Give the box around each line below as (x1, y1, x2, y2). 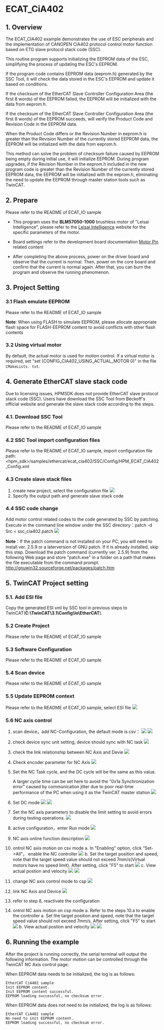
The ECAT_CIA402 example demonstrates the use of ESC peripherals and (5, 36, 154, 42)
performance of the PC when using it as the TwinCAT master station (12, 789, 150, 795)
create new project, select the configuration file (12, 488, 109, 494)
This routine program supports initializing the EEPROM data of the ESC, (5, 56, 149, 62)
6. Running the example (5, 938, 79, 946)
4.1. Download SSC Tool (5, 413, 63, 420)
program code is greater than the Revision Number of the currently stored (5, 166, 155, 172)
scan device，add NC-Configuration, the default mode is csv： (12, 729, 141, 735)
